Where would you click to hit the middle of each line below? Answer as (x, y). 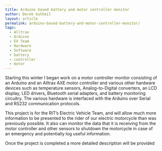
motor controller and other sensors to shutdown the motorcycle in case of (79, 129)
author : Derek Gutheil (28, 14)
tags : (10, 28)
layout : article (21, 19)
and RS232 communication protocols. (43, 104)
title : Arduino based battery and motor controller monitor (67, 9)
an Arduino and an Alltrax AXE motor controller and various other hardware (80, 83)
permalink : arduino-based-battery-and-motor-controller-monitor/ (72, 23)
